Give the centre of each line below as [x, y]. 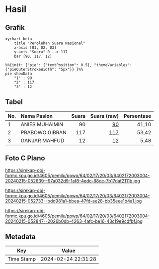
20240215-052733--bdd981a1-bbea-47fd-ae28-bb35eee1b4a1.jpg [74, 201]
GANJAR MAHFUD [42, 140]
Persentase [137, 116]
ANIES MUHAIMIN [42, 124]
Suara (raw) [105, 116]
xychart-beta [19, 39]
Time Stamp [22, 259]
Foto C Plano [25, 158]
